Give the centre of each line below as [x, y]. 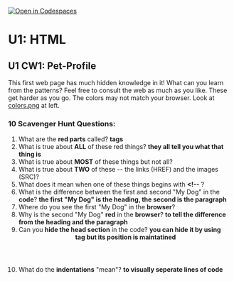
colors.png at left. [34, 105]
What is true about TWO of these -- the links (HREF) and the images [118, 170]
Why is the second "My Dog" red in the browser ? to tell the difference [122, 215]
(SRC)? [29, 177]
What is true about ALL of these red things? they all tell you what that [121, 147]
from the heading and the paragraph [73, 222]
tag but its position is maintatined [126, 237]
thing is [30, 154]
